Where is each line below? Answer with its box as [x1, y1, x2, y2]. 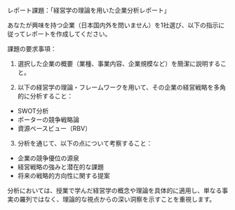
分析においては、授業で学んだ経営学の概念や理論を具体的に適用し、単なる [7, 186, 222, 195]
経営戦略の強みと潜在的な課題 [17, 163, 104, 171]
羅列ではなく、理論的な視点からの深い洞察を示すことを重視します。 [19, 195, 216, 203]
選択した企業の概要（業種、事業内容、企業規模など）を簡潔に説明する [17, 59, 221, 68]
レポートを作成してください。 [25, 30, 112, 38]
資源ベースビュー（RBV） [17, 125, 91, 132]
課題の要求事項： [7, 45, 57, 52]
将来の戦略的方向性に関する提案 [17, 171, 110, 180]
